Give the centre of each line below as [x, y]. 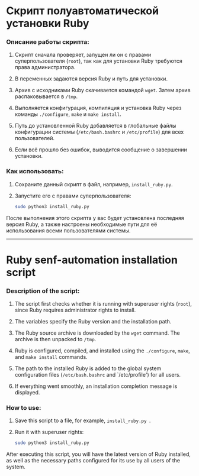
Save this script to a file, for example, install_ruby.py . [83, 420]
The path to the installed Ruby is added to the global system [88, 368]
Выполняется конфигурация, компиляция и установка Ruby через [98, 108]
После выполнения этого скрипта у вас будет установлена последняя [95, 218]
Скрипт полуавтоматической [82, 11]
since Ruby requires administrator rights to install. [75, 310]
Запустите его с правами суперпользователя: [73, 196]
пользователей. [35, 138]
